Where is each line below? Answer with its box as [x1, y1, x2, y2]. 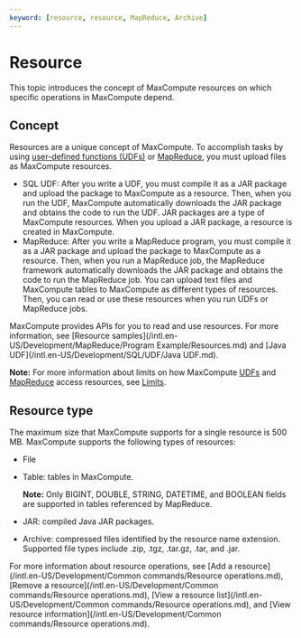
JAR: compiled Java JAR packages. [22, 516, 155, 527]
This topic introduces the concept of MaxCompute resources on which [9, 82, 272, 93]
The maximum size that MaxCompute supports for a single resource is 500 [9, 427, 287, 438]
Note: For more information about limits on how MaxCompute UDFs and [9, 367, 277, 378]
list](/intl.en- [216, 589, 263, 601]
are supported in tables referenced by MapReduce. [22, 499, 213, 510]
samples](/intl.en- [111, 331, 178, 342]
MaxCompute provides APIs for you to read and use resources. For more [9, 321, 279, 332]
